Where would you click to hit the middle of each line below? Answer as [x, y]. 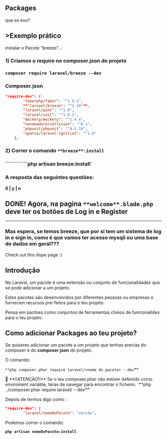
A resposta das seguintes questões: [50, 177]
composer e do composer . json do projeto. [49, 351]
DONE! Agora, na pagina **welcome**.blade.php [79, 204]
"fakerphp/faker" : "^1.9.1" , [53, 101]
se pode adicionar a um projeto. [38, 287]
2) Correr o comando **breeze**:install [55, 151]
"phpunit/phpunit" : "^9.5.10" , [55, 129]
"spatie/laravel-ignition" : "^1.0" [60, 133]
